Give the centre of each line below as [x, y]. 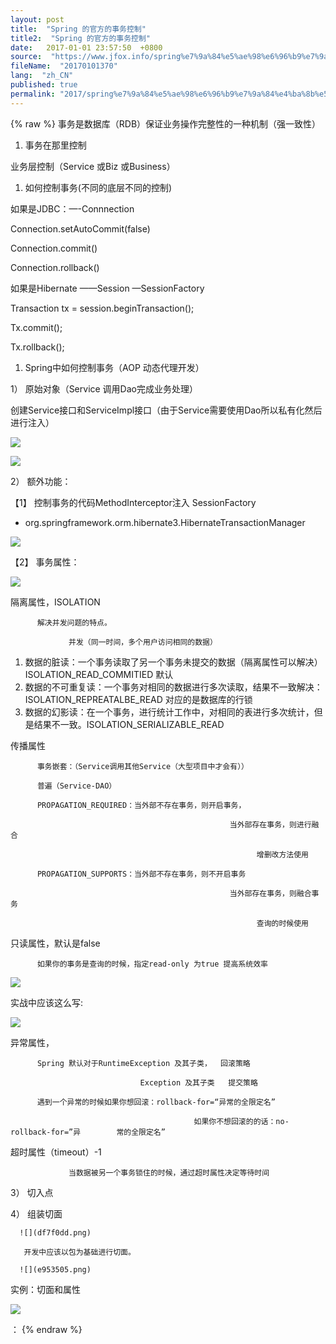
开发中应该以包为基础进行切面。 [79, 1252]
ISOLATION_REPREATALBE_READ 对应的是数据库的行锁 [138, 699]
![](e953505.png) [55, 1269]
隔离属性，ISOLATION [55, 602]
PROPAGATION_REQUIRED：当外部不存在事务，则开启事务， [141, 805]
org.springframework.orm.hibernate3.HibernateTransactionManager [165, 522]
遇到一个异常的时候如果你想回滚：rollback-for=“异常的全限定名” [156, 1102]
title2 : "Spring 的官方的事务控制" [81, 38]
